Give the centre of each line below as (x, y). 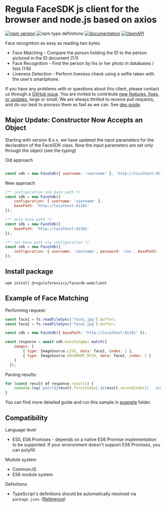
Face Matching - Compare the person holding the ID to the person (80, 53)
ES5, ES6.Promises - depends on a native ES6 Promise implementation (84, 439)
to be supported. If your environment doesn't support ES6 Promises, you (86, 444)
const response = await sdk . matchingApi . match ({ (56, 342)
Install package (29, 272)
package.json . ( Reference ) (39, 499)
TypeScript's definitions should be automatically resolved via (74, 494)
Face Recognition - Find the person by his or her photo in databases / (83, 63)
